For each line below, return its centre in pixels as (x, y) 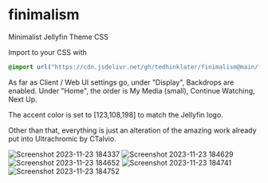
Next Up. (23, 99)
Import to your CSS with (48, 52)
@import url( (30, 67)
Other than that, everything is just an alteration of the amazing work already (132, 130)
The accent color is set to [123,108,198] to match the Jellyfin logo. (116, 114)
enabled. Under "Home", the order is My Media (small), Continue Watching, (132, 90)
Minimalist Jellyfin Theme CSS (59, 37)
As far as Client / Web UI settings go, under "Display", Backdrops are (121, 82)
